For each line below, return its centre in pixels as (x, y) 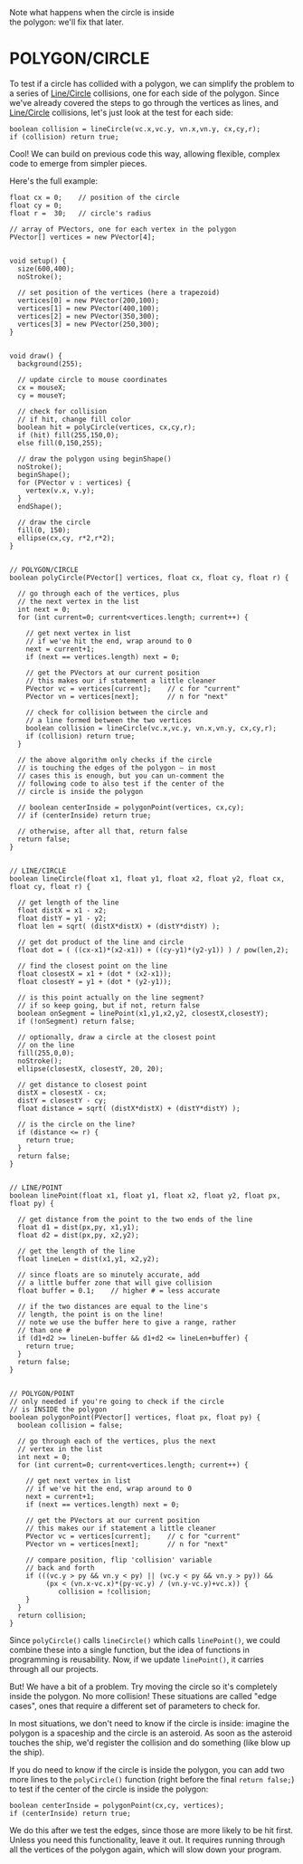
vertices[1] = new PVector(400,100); (89, 308)
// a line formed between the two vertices (109, 720)
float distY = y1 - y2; (62, 918)
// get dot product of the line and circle (100, 942)
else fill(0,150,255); (60, 443)
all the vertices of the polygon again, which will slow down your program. (146, 1850)
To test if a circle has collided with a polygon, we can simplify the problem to (152, 83)
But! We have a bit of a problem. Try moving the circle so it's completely (143, 1687)
